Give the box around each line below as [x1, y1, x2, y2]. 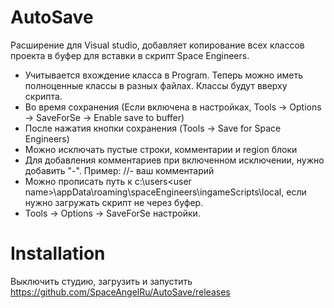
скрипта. [24, 90, 63, 102]
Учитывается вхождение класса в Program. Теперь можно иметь [24, 69, 303, 81]
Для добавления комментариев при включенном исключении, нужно [24, 154, 325, 166]
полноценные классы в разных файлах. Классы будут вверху [24, 79, 288, 91]
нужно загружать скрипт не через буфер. [24, 196, 204, 208]
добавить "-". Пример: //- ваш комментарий [24, 164, 215, 176]
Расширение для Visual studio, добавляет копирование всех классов [10, 39, 305, 51]
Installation [10, 242, 106, 265]
